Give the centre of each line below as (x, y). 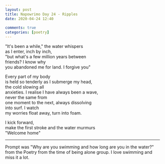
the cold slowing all (25, 87)
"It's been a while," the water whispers (44, 46)
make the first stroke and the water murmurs (50, 128)
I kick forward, (20, 122)
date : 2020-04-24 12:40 (29, 19)
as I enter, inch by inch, (29, 51)
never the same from (26, 97)
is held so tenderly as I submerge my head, (49, 82)
